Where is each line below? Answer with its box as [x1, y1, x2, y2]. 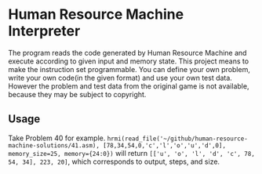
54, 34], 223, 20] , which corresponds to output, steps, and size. [8, 157, 220, 166]
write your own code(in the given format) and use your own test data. [8, 73, 233, 82]
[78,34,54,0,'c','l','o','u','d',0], [103, 141, 226, 150]
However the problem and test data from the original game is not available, [8, 81, 249, 91]
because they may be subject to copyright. [8, 89, 147, 99]
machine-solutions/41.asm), [8, 141, 100, 150]
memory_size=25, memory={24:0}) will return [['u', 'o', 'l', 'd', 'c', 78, [8, 148, 255, 158]
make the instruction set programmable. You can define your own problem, [8, 64, 251, 74]
